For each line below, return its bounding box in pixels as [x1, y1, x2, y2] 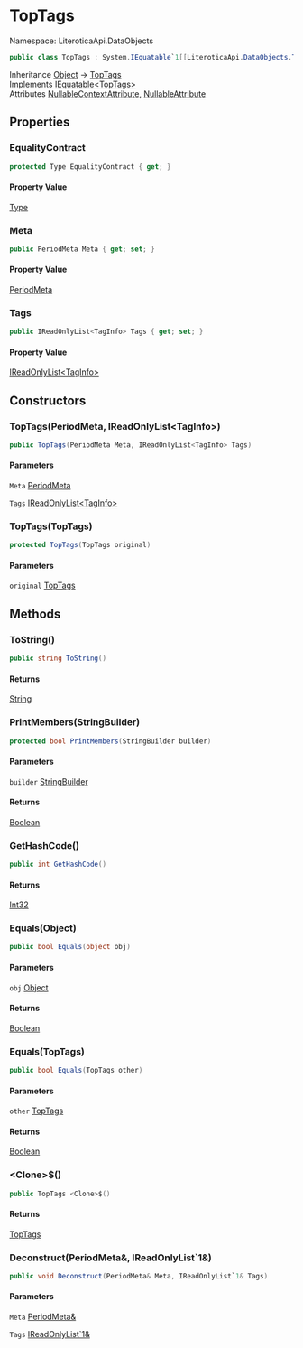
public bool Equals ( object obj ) [9, 943, 131, 952]
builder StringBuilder [9, 776, 88, 786]
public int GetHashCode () [9, 860, 106, 869]
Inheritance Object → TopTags [9, 69, 122, 79]
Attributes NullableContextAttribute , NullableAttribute [9, 88, 207, 99]
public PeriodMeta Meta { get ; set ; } [9, 245, 155, 254]
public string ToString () [9, 654, 106, 664]
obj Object [9, 981, 49, 993]
